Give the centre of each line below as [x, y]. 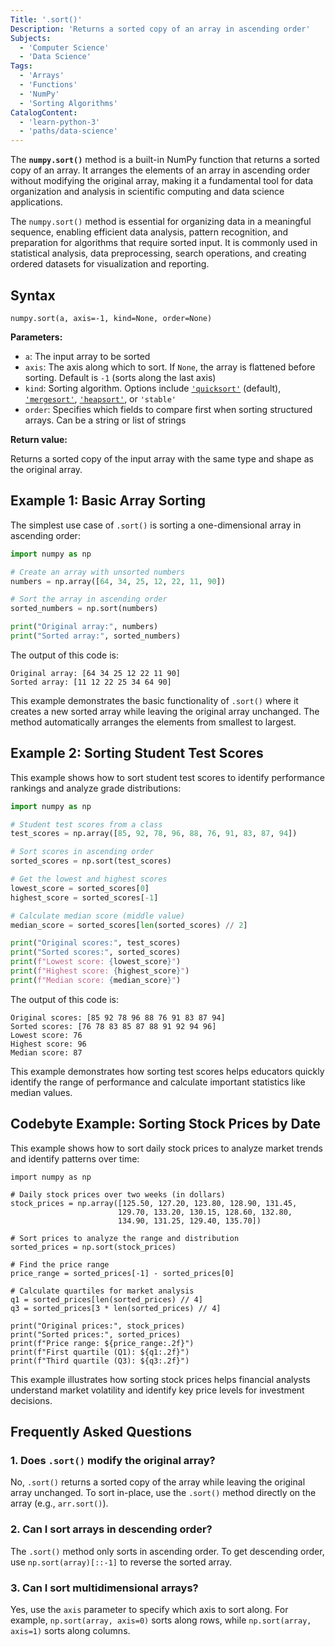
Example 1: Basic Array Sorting [108, 501]
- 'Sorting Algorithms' [68, 103]
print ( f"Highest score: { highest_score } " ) [100, 971]
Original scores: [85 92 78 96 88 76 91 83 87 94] [118, 1017]
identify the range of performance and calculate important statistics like [158, 1082]
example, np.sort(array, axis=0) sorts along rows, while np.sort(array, [161, 1620]
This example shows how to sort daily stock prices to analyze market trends [166, 1148]
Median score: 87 [46, 1052]
